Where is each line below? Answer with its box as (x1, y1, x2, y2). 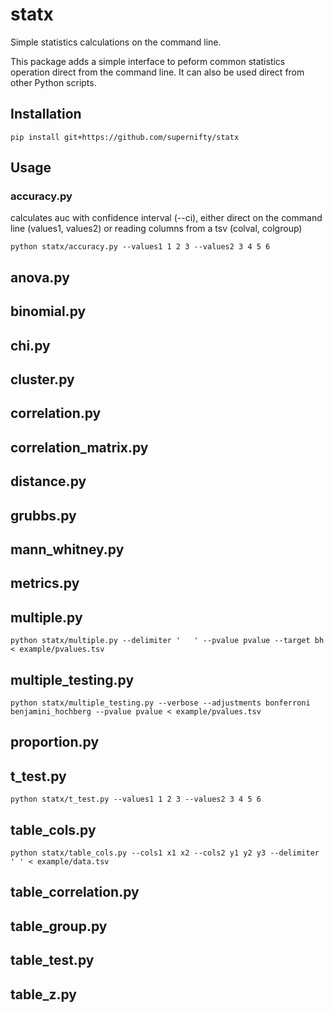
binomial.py (10, 303, 87, 320)
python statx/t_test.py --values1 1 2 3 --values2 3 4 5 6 (10, 794, 262, 805)
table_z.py (10, 986, 77, 1003)
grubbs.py (10, 507, 77, 524)
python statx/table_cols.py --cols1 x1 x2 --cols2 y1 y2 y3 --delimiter (10, 848, 320, 858)
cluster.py (10, 371, 75, 388)
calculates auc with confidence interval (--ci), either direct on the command (10, 212, 323, 224)
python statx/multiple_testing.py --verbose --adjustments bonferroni (10, 698, 311, 708)
